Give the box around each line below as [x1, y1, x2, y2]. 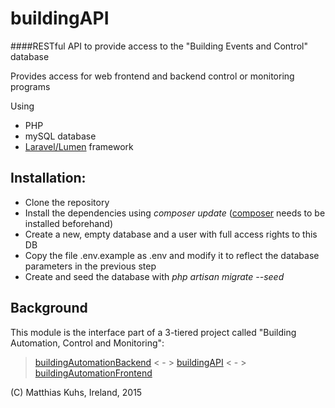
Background [10, 300, 88, 317]
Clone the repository [24, 196, 110, 208]
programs [10, 80, 51, 92]
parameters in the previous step [24, 260, 157, 272]
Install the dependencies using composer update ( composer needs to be [24, 207, 326, 219]
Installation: [10, 170, 87, 187]
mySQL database [24, 130, 97, 142]
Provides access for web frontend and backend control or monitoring [10, 70, 295, 82]
